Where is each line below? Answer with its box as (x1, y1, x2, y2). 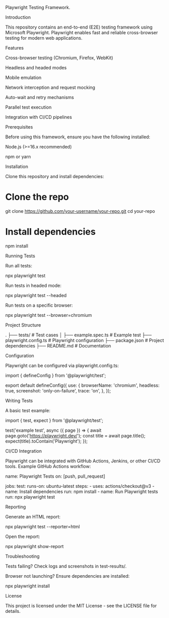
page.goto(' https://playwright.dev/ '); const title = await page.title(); (5, 432, 146, 438)
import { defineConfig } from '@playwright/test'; (5, 372, 106, 378)
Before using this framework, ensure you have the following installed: (5, 134, 151, 140)
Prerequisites (5, 124, 33, 130)
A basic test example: (5, 407, 51, 413)
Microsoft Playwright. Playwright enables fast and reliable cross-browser (5, 30, 158, 35)
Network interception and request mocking (5, 84, 96, 90)
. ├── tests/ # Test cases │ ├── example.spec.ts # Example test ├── (5, 332, 152, 338)
